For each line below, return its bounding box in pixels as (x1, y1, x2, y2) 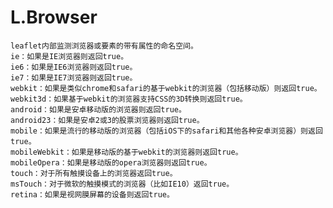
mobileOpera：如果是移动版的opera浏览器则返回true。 (10, 157, 212, 168)
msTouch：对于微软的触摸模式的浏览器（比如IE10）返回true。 (10, 179, 235, 189)
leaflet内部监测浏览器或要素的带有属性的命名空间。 (10, 41, 198, 51)
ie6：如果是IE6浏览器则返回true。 (10, 62, 138, 72)
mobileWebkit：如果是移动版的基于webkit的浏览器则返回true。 (10, 147, 243, 157)
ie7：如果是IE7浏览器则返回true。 (10, 72, 138, 83)
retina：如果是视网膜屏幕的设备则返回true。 (10, 189, 175, 200)
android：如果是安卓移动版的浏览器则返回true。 (10, 104, 187, 115)
